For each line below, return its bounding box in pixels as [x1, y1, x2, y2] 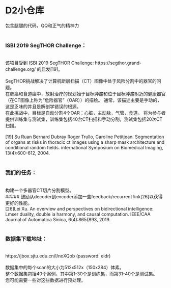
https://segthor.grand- [95, 60, 141, 66]
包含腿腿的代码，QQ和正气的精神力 [5, 22, 79, 29]
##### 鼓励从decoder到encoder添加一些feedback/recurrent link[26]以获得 [5, 193, 163, 199]
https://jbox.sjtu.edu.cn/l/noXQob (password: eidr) [5, 253, 111, 259]
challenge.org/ [5, 66, 36, 72]
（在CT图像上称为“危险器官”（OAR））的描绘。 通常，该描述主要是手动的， [5, 97, 162, 103]
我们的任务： [5, 169, 37, 176]
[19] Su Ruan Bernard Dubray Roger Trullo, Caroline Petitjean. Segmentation [5, 134, 164, 140]
